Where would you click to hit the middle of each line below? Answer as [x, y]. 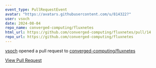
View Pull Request [23, 60]
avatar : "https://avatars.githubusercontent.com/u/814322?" [68, 14]
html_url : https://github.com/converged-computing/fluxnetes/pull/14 [78, 32]
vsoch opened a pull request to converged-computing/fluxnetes [70, 51]
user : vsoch [17, 19]
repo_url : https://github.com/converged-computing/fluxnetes [69, 37]
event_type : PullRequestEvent [36, 10]
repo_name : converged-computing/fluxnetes [49, 28]
